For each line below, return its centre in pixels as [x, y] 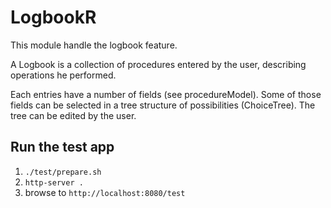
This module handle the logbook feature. [94, 45]
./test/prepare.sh [63, 172]
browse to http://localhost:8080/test [105, 192]
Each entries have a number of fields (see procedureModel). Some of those [166, 94]
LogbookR [53, 17]
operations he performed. [63, 75]
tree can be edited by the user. [73, 115]
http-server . [54, 182]
